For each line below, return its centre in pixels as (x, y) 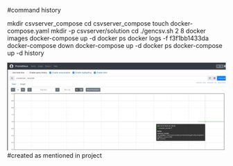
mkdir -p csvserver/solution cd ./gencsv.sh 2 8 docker (128, 31)
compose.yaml (28, 31)
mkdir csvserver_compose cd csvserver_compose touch (88, 23)
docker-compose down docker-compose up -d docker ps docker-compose (115, 45)
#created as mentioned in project (55, 156)
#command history (34, 10)
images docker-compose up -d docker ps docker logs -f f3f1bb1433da (108, 38)
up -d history (26, 53)
